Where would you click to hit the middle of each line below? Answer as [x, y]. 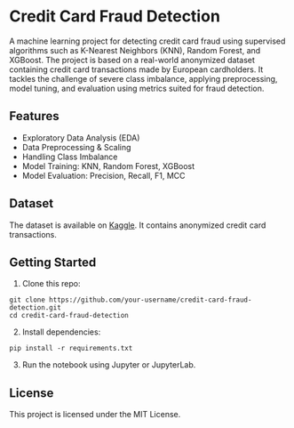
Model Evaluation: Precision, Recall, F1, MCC [103, 175]
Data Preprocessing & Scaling [76, 147]
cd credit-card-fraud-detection [69, 316]
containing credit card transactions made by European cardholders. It [136, 69]
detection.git [36, 308]
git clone [28, 300]
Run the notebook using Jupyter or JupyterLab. [109, 365]
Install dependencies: [61, 332]
